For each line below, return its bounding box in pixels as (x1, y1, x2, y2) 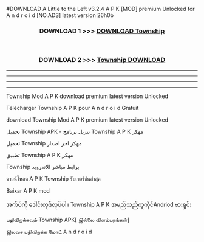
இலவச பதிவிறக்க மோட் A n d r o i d (6, 228, 92, 235)
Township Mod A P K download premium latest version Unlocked (6, 92, 169, 100)
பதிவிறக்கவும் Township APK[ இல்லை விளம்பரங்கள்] (6, 216, 129, 223)
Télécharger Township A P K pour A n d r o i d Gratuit (6, 104, 139, 111)
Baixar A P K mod (6, 187, 50, 194)
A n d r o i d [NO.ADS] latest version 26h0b (6, 12, 114, 19)
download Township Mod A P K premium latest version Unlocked (6, 116, 169, 123)
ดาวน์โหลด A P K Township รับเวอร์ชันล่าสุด (6, 175, 101, 182)
